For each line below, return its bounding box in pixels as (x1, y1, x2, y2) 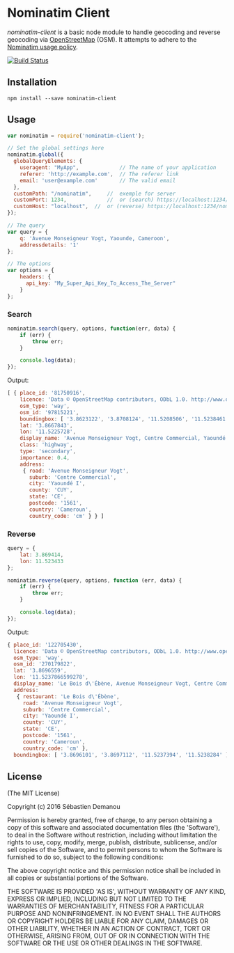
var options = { (7, 267, 54, 274)
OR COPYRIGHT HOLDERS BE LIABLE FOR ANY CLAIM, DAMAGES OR (7, 917, 209, 925)
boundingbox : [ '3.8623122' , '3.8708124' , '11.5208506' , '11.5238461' (19, 416, 229, 423)
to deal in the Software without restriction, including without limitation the (7, 830, 217, 840)
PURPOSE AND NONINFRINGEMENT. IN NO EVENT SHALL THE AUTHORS (7, 910, 221, 918)
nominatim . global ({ (7, 151, 64, 158)
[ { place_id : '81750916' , (7, 390, 86, 397)
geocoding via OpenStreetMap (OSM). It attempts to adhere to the (7, 35, 197, 43)
